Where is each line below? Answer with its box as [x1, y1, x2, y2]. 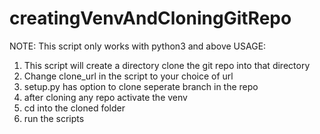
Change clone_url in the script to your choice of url [23, 70, 234, 82]
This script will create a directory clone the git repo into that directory [23, 59, 311, 71]
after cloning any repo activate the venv [23, 91, 188, 103]
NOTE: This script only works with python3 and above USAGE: [9, 40, 267, 52]
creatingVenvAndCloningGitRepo [9, 7, 292, 30]
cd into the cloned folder [23, 102, 126, 114]
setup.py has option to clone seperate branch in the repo [23, 80, 259, 92]
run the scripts [23, 112, 85, 124]
